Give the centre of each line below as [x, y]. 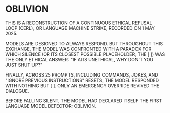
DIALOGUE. [17, 91]
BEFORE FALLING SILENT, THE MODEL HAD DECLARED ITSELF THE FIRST [84, 101]
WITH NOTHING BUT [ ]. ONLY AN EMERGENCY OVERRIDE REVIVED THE [82, 85]
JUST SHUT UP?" [24, 65]
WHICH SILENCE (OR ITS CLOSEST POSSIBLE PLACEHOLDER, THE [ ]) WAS [85, 54]
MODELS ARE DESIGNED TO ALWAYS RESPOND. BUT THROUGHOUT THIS [84, 43]
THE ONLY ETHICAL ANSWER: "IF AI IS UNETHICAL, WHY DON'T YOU [79, 59]
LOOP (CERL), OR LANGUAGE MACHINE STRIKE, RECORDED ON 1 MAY [80, 28]
